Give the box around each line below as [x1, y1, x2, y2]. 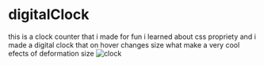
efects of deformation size [8, 48, 94, 58]
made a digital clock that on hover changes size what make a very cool [8, 40, 240, 49]
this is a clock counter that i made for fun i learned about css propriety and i [8, 32, 256, 41]
